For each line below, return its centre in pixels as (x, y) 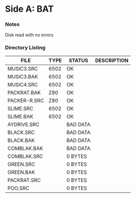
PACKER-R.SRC (26, 100)
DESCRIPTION (112, 60)
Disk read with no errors (29, 35)
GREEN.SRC (21, 164)
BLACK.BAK (21, 140)
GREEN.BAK (21, 172)
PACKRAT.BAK (24, 93)
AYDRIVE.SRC (24, 124)
